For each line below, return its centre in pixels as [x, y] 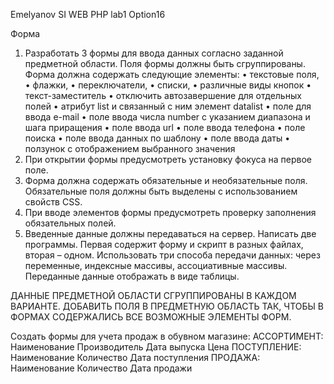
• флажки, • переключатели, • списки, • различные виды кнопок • [168, 85]
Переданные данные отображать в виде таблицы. [132, 276]
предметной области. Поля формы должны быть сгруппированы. [165, 63]
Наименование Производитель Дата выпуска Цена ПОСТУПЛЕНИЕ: [156, 347]
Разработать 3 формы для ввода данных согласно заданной [154, 53]
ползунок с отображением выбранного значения [130, 148]
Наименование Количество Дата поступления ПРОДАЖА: [135, 357]
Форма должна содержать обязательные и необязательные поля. [166, 180]
